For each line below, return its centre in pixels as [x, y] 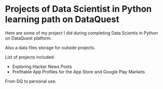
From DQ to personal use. [31, 81]
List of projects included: [30, 57]
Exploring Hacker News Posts [42, 67]
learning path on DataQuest [62, 19]
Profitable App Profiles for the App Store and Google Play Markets [79, 71]
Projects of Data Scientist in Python [79, 9]
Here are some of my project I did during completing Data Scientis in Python [82, 33]
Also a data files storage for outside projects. [50, 47]
